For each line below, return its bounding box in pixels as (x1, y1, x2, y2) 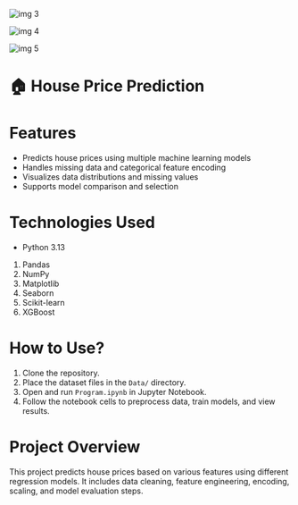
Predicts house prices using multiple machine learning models (21, 153, 252, 164)
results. (21, 406, 51, 416)
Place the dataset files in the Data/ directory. (21, 377, 186, 388)
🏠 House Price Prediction (9, 76, 205, 97)
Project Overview (9, 437, 141, 458)
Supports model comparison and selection (21, 181, 178, 192)
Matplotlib (21, 278, 60, 290)
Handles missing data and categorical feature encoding (21, 162, 227, 173)
